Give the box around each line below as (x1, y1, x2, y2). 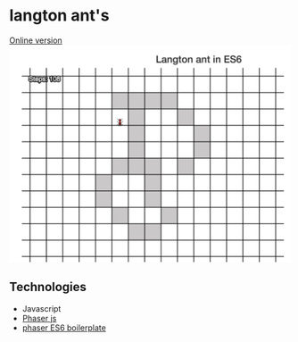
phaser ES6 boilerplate (21, 322, 107, 333)
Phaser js (21, 313, 57, 323)
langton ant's (9, 5, 110, 26)
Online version (9, 35, 62, 46)
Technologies (9, 279, 87, 295)
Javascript (21, 303, 62, 313)
